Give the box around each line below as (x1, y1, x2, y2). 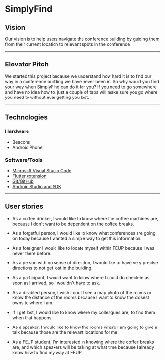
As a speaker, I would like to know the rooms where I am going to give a (12, 324, 158, 330)
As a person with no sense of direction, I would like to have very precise (12, 260, 158, 265)
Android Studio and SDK (12, 183, 61, 189)
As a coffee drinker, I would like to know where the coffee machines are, (12, 215, 159, 221)
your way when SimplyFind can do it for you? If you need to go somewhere (5, 84, 157, 90)
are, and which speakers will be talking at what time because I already (12, 344, 155, 350)
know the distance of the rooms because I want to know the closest (12, 295, 150, 300)
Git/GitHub (12, 178, 34, 184)
